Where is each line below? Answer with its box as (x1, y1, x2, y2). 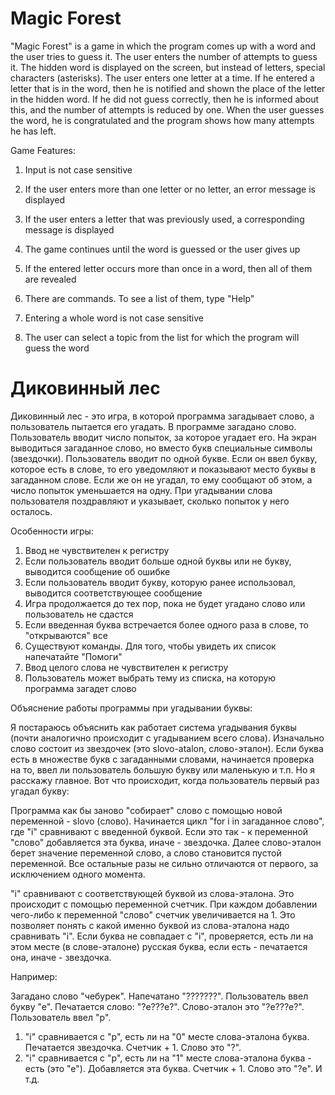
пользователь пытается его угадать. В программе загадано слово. (10, 420, 297, 432)
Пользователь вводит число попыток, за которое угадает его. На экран (10, 431, 317, 443)
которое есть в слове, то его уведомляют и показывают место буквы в (10, 463, 316, 475)
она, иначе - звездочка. (10, 951, 112, 963)
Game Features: (10, 144, 77, 156)
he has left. (10, 125, 57, 137)
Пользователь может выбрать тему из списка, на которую (24, 672, 277, 684)
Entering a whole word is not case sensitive (24, 312, 204, 324)
